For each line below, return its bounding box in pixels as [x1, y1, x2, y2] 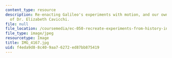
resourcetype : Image [5, 36, 50, 41]
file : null [5, 21, 29, 27]
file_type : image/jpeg [5, 31, 54, 36]
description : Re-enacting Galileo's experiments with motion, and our [5, 12, 159, 17]
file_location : [5, 26, 38, 31]
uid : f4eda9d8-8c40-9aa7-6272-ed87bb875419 [5, 45, 100, 50]
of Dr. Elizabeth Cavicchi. [10, 17, 70, 22]
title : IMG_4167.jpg [5, 40, 50, 45]
